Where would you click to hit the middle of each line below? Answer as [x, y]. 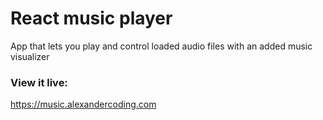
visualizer [30, 56]
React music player [91, 18]
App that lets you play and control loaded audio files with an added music [161, 46]
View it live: [39, 82]
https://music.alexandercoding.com [83, 104]
